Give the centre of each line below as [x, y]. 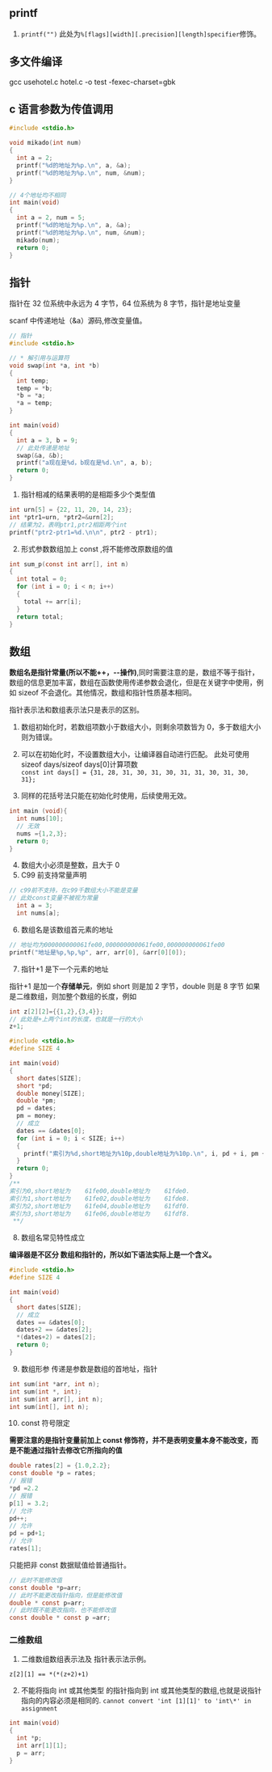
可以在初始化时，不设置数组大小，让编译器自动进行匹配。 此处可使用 [135, 755]
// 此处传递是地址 [43, 448]
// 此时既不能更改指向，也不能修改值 [63, 1610]
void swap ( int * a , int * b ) [54, 366]
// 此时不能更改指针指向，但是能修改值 [66, 1595]
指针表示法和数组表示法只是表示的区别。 [76, 710]
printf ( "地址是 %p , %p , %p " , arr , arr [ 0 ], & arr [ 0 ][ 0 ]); [98, 952]
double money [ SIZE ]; [51, 1093]
